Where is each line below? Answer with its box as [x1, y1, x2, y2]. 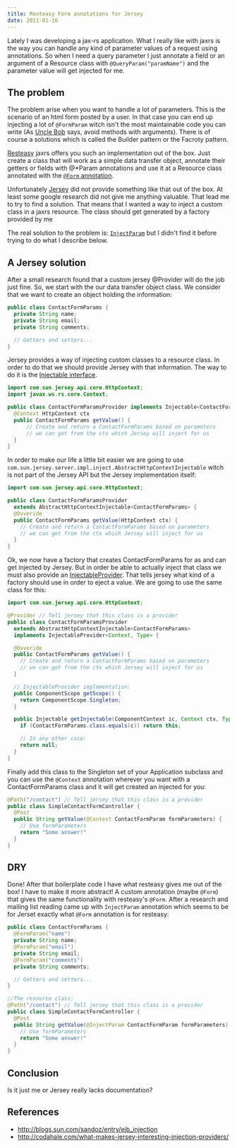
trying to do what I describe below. [7, 236, 108, 245]
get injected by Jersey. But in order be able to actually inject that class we [7, 563, 222, 572]
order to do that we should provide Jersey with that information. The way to [7, 363, 227, 372]
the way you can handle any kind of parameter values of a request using [7, 44, 217, 52]
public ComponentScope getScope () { [13, 690, 121, 697]
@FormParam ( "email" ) [13, 944, 74, 951]
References [7, 1106, 59, 1118]
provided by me [7, 215, 53, 224]
